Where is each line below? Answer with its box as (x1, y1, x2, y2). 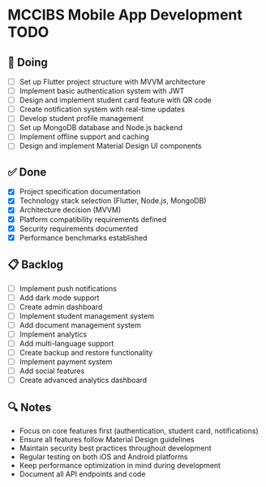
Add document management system (19, 320, 141, 330)
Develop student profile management (19, 114, 144, 124)
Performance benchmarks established (19, 233, 148, 242)
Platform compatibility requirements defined (19, 214, 167, 224)
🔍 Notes (7, 400, 52, 414)
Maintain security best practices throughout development (19, 443, 212, 453)
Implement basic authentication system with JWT (19, 86, 185, 96)
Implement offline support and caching (19, 132, 149, 141)
